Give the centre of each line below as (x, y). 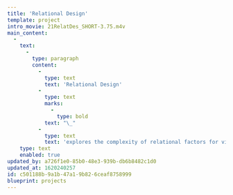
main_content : (28, 33)
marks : (54, 104)
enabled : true (40, 155)
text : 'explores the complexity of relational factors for (131, 142)
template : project (34, 20)
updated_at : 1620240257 (42, 168)
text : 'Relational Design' (83, 84)
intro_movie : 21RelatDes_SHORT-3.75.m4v (67, 26)
